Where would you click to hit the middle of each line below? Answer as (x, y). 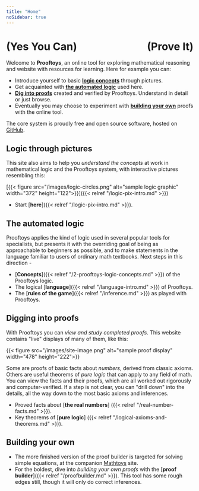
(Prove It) (170, 47)
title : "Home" (24, 12)
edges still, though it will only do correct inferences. (78, 482)
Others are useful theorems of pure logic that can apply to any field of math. (99, 374)
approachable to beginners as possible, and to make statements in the (92, 250)
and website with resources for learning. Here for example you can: (89, 69)
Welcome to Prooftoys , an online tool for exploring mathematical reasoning (98, 63)
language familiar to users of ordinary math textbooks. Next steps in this (94, 257)
